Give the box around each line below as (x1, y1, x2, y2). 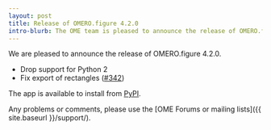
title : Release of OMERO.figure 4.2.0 (8, 19, 139, 27)
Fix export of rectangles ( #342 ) (19, 73, 125, 83)
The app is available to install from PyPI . (8, 89, 141, 99)
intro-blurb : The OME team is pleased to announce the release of (8, 27, 236, 35)
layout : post (8, 11, 52, 20)
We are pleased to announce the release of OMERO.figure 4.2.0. (8, 49, 222, 59)
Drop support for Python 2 (19, 65, 108, 74)
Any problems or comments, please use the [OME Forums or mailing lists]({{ (8, 104, 262, 114)
